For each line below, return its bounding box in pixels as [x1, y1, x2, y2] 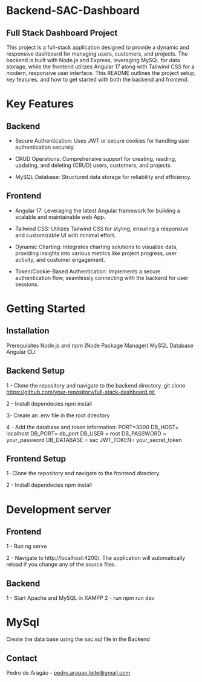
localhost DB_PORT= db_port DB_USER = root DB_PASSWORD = [6, 430, 167, 437]
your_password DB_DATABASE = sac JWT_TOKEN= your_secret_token [6, 436, 182, 443]
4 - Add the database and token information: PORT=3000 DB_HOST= [6, 423, 179, 430]
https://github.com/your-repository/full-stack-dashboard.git [6, 388, 155, 395]
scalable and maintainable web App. [15, 213, 106, 221]
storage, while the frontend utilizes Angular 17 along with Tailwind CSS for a [6, 63, 195, 70]
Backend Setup [6, 366, 65, 376]
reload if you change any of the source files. [6, 560, 117, 568]
